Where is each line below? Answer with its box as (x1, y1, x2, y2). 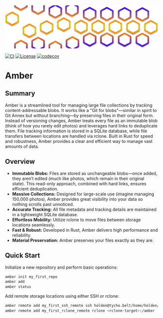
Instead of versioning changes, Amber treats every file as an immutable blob (5, 117, 158, 124)
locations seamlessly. (12, 222, 55, 228)
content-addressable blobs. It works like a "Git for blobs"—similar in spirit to (5, 107, 157, 113)
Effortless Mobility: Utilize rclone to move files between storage (12, 217, 141, 223)
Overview (5, 158, 35, 166)
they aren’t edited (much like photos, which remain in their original (12, 175, 145, 181)
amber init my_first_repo (5, 274, 57, 279)
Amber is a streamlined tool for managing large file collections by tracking (5, 102, 153, 108)
